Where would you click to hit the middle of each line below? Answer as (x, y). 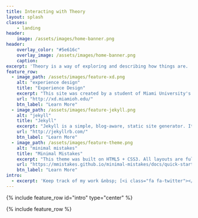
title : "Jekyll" (37, 121)
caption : (27, 61)
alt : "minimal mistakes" (47, 148)
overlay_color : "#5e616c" (49, 50)
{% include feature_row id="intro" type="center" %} (70, 197)
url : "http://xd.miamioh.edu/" (55, 99)
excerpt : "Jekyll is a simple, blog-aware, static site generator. (101, 126)
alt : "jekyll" (34, 115)
